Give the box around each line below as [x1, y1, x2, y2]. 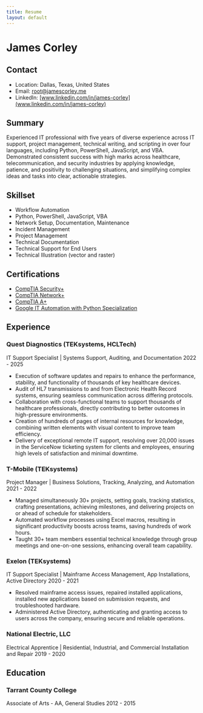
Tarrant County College [6, 686, 77, 694]
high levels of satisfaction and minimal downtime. [15, 450, 138, 457]
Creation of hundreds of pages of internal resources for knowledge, [15, 417, 185, 425]
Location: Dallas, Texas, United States [15, 81, 110, 88]
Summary [6, 118, 44, 128]
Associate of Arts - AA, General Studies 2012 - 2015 [6, 700, 136, 707]
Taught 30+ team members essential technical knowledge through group [15, 535, 198, 542]
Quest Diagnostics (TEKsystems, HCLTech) [6, 340, 137, 349]
